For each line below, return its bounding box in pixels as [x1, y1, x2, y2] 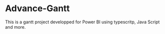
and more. [5, 24, 26, 30]
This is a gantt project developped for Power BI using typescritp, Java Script [5, 19, 160, 25]
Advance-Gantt [5, 3, 70, 14]
